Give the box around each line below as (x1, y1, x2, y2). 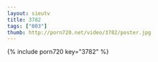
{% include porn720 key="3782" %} (7, 48, 109, 56)
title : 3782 (7, 16, 41, 23)
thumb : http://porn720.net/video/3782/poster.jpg (7, 29, 152, 36)
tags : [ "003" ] (7, 22, 48, 29)
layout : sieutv (7, 10, 51, 17)
